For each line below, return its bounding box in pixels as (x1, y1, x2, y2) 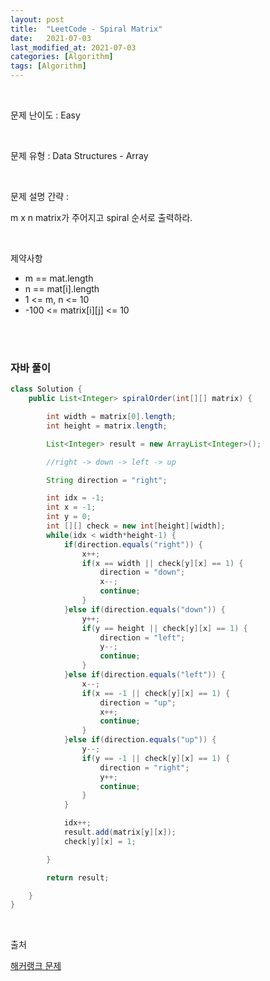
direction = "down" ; (99, 567, 186, 578)
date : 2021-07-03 (10, 33, 92, 43)
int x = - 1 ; (46, 502, 97, 513)
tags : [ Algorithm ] (10, 61, 87, 71)
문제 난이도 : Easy (10, 109, 81, 121)
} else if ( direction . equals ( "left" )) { (63, 670, 226, 680)
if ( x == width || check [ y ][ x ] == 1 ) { (81, 558, 244, 568)
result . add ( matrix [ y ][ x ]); (63, 827, 177, 838)
